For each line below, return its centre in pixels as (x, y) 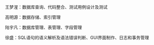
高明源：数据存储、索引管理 (33, 17)
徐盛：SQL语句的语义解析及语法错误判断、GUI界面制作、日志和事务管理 (77, 38)
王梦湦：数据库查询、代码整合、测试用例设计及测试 (56, 7)
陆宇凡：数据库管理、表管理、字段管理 (43, 27)
